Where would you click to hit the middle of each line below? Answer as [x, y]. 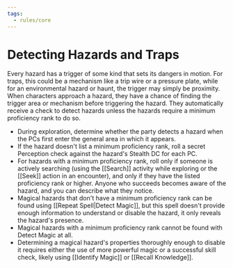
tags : [15, 14]
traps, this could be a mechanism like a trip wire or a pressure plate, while [113, 81]
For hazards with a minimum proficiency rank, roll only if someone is [115, 161]
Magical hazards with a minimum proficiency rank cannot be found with [120, 228]
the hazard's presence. [50, 221]
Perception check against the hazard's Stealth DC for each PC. [107, 154]
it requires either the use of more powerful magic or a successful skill [116, 250]
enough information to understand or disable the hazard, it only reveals [119, 213]
